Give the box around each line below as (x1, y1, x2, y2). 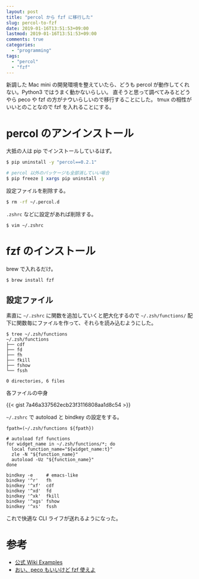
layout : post (6, 8, 39, 15)
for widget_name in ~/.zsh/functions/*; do (6, 441, 116, 447)
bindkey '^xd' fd (6, 488, 52, 494)
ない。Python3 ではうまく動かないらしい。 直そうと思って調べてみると (6, 89, 180, 96)
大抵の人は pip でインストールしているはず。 (6, 147, 115, 155)
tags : (6, 53, 20, 59)
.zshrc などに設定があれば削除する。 (6, 210, 97, 217)
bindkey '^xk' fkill (6, 493, 60, 499)
